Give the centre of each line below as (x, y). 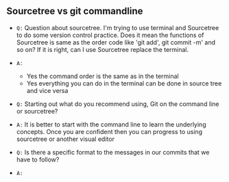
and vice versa (47, 90)
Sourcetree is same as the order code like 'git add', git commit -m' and (116, 42)
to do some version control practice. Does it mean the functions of (110, 35)
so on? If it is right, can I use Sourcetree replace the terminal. (103, 49)
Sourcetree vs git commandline (75, 11)
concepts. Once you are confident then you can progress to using (109, 131)
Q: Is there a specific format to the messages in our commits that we (113, 152)
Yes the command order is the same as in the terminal (103, 76)
